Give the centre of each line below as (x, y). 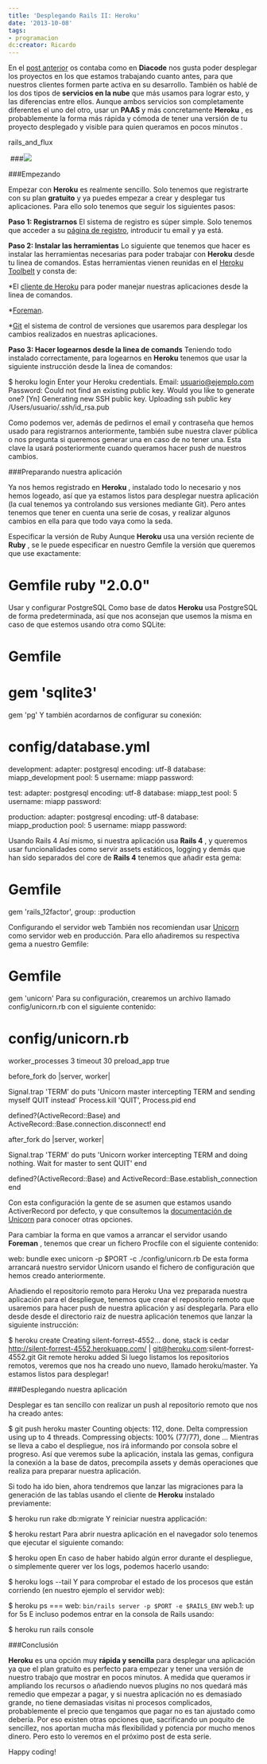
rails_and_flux (31, 142)
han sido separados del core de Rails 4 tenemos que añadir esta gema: (125, 858)
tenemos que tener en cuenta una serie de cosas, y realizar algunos (119, 513)
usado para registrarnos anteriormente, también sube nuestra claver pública (133, 431)
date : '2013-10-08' (41, 23)
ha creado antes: (36, 1413)
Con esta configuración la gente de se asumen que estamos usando (120, 1203)
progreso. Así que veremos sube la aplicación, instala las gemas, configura (131, 1454)
